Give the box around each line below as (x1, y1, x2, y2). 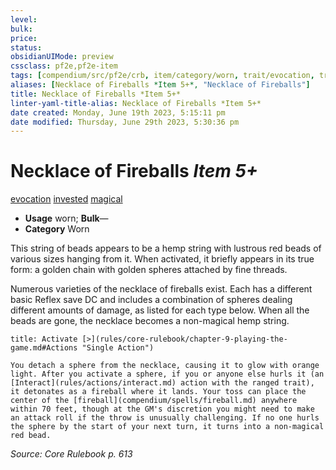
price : (10, 33, 38, 43)
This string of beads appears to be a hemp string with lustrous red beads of (10, 242, 322, 255)
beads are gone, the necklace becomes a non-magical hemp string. (10, 315, 290, 327)
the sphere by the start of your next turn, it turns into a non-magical (10, 422, 325, 432)
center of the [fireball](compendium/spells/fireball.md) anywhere (10, 396, 298, 406)
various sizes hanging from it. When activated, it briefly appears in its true (10, 253, 315, 265)
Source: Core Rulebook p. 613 (10, 448, 133, 460)
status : (10, 42, 43, 53)
